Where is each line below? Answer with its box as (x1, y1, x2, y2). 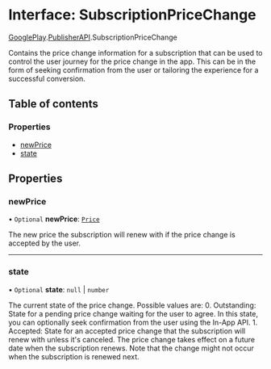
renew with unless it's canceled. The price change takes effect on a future (8, 334, 256, 344)
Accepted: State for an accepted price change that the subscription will (8, 325, 246, 336)
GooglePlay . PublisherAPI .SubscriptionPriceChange (8, 32, 177, 42)
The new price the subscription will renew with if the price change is (8, 230, 236, 240)
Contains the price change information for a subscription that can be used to (8, 48, 263, 57)
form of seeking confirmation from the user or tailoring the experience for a (8, 65, 259, 74)
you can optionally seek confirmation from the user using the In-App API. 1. (8, 317, 258, 327)
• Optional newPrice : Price (8, 214, 100, 224)
